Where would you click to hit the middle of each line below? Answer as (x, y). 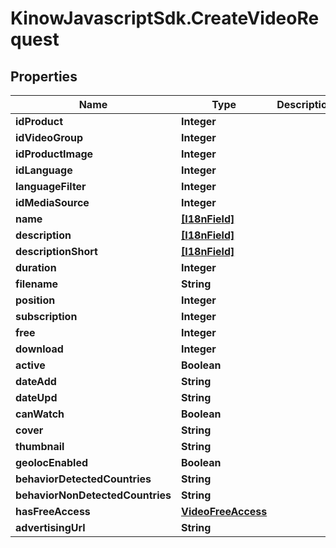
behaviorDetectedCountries (83, 479)
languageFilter (51, 186)
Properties (44, 76)
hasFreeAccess (53, 511)
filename (37, 284)
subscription (46, 316)
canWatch (40, 414)
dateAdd (36, 381)
